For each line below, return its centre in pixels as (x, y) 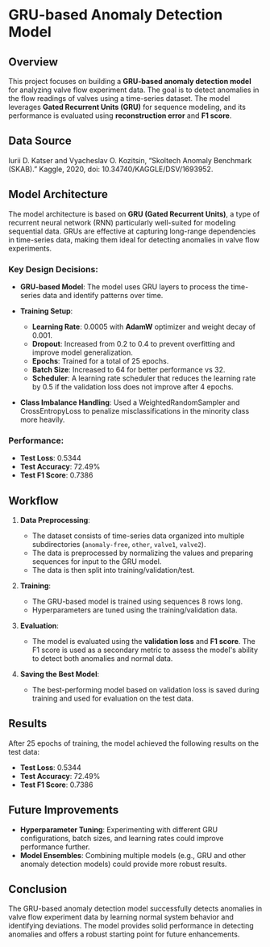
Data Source (40, 141)
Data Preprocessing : (55, 520)
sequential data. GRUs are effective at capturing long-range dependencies (132, 231)
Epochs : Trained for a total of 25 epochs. (100, 360)
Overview (33, 62)
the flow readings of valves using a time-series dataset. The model (119, 98)
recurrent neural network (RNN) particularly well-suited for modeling (122, 222)
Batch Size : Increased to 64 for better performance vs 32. (129, 369)
